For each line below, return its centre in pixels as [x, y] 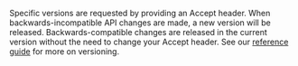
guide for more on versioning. [65, 52]
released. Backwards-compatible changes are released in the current [139, 32]
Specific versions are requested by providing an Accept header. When [140, 13]
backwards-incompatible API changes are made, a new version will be [140, 23]
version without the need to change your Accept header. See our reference [149, 42]
